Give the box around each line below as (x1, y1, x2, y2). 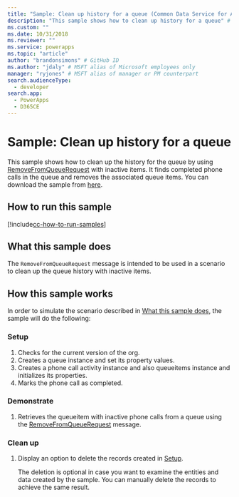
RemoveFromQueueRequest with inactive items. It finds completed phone (7, 165, 223, 173)
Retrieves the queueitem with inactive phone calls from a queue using (17, 412, 223, 421)
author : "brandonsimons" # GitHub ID (7, 57, 119, 64)
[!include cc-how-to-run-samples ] (7, 220, 107, 228)
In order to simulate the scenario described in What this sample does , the (7, 307, 222, 315)
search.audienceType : (7, 76, 72, 84)
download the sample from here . (7, 180, 103, 189)
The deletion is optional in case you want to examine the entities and (17, 468, 219, 476)
